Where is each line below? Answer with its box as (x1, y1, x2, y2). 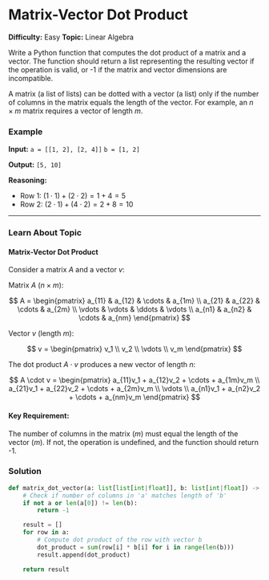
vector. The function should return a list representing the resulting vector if (8, 56, 255, 66)
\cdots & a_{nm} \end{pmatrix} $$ (78, 313, 191, 323)
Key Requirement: (8, 410, 70, 420)
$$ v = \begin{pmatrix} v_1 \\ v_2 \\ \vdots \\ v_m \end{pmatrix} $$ (26, 344, 243, 354)
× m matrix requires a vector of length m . (8, 106, 143, 116)
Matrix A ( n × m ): (8, 280, 64, 290)
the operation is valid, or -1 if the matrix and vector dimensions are (8, 64, 227, 74)
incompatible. (8, 73, 54, 83)
